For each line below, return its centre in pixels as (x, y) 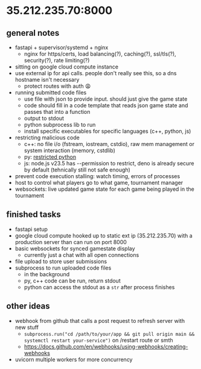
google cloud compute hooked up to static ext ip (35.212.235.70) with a (104, 235)
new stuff (27, 327)
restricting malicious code (47, 138)
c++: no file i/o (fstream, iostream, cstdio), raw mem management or (109, 144)
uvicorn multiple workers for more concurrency (74, 359)
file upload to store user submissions (61, 261)
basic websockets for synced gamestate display (75, 248)
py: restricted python (50, 157)
